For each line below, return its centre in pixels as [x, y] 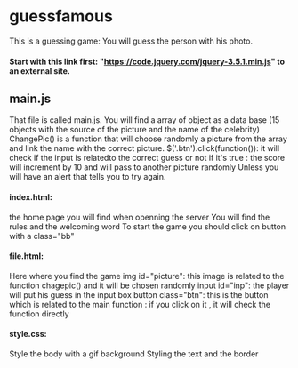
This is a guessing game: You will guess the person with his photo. [131, 41]
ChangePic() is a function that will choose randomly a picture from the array [148, 139]
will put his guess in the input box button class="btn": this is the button [139, 294]
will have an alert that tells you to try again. [88, 177]
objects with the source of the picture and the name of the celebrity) [134, 130]
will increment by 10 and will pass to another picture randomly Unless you [144, 167]
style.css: [28, 334]
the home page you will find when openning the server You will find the [140, 217]
